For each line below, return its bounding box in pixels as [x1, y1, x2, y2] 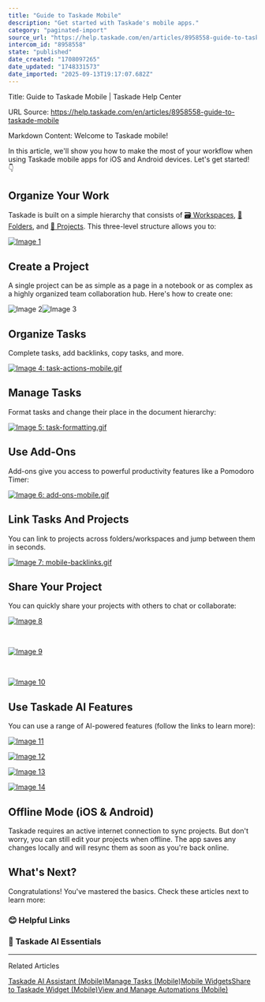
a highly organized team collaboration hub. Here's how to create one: [8, 289, 233, 299]
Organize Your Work [8, 189, 110, 203]
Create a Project [8, 259, 89, 273]
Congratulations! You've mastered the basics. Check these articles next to [8, 886, 249, 896]
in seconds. [8, 542, 46, 552]
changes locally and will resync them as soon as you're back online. [8, 843, 230, 852]
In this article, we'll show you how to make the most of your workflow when [8, 146, 253, 155]
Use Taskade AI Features [8, 700, 133, 713]
